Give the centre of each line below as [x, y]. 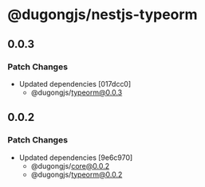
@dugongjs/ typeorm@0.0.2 [77, 174]
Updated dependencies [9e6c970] [76, 158]
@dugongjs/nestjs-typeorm [102, 15]
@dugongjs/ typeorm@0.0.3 [77, 92]
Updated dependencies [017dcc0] [75, 84]
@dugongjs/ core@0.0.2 [70, 166]
